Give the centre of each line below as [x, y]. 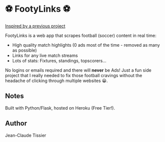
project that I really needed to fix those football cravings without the [74, 75]
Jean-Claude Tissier [26, 135]
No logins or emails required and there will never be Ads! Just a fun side [78, 70]
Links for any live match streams [45, 55]
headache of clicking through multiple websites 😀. [56, 81]
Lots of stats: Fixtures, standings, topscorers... [59, 60]
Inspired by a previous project [35, 26]
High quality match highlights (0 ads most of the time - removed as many [86, 45]
